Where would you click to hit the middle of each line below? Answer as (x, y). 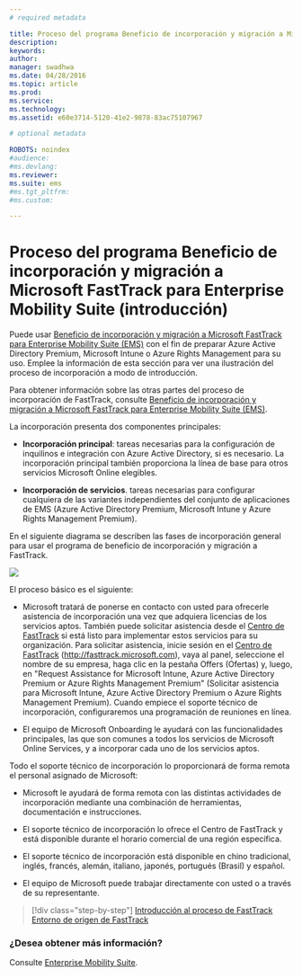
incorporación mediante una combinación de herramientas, (132, 803)
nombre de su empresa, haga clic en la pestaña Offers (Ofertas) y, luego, (157, 664)
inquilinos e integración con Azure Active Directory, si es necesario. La (153, 454)
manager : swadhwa (42, 67)
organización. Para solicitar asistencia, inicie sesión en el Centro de (147, 645)
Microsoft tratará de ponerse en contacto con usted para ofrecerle (146, 607)
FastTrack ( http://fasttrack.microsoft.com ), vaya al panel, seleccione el (153, 655)
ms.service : (31, 101)
